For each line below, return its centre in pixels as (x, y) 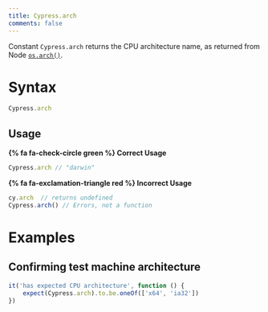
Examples (42, 237)
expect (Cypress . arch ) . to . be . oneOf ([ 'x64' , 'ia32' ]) (111, 293)
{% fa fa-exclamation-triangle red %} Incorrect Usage (100, 183)
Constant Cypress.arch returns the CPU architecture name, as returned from (134, 46)
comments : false (35, 23)
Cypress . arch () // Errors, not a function (80, 205)
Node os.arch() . (36, 55)
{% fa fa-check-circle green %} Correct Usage (87, 153)
